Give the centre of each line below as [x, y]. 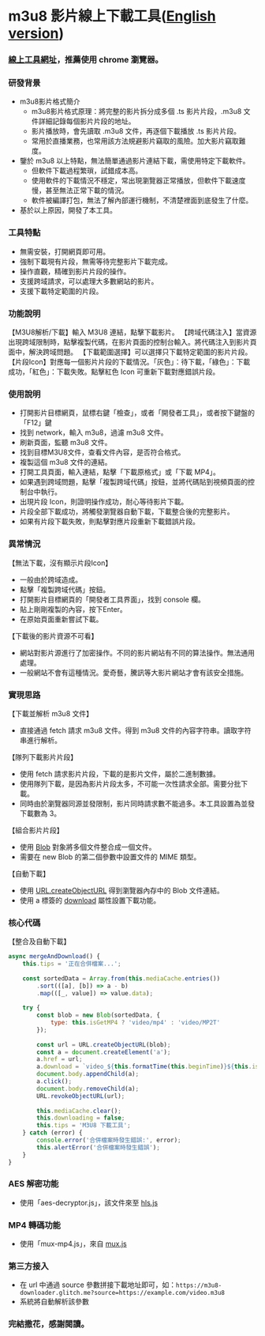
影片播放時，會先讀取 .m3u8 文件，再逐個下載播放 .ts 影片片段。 [136, 131]
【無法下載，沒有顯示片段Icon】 [60, 563]
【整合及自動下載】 [39, 942]
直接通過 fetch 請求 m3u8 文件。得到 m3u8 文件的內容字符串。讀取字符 [135, 730]
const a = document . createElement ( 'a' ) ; [104, 1052]
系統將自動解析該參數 [54, 1302]
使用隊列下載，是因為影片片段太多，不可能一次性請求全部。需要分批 [130, 783]
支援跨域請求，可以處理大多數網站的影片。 [89, 281]
